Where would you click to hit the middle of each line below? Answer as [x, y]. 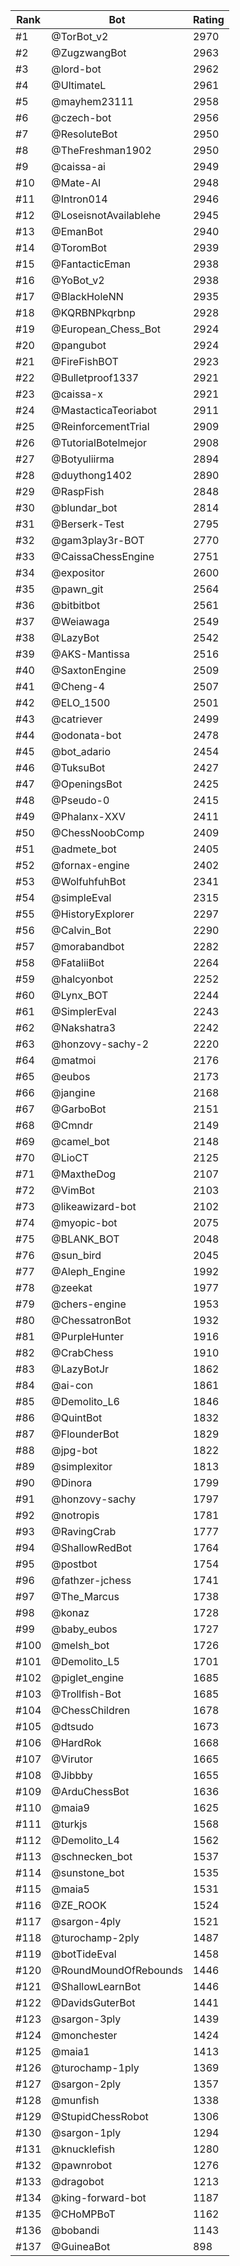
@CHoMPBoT [83, 2214]
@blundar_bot [84, 507]
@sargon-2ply [86, 2084]
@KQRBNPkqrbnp [93, 312]
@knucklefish [83, 2149]
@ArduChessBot [90, 1791]
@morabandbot [88, 946]
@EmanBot [77, 231]
